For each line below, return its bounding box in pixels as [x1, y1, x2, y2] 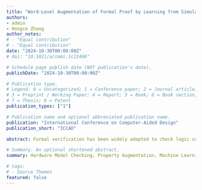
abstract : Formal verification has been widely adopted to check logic [6, 136, 189, 142]
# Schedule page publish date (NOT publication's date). [6, 64, 152, 70]
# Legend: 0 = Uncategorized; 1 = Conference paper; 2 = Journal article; [6, 87, 198, 93]
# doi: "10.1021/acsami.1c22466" [6, 54, 90, 60]
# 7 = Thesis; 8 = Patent [6, 97, 71, 104]
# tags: [6, 164, 26, 170]
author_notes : [6, 31, 42, 37]
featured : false [6, 174, 47, 180]
